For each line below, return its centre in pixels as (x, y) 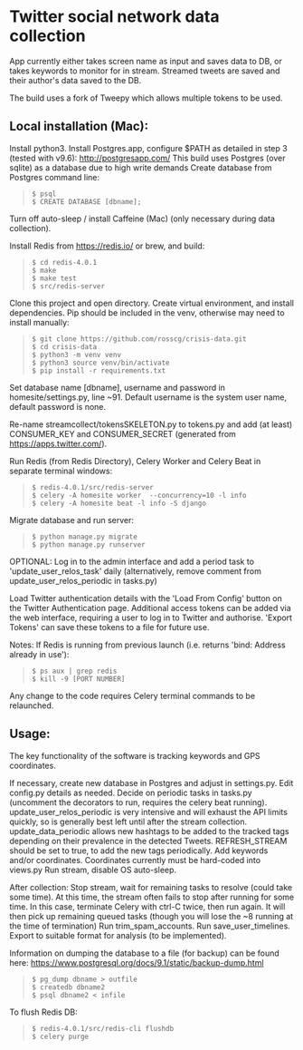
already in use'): (39, 654)
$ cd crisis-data (64, 346)
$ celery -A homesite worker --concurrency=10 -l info (139, 495)
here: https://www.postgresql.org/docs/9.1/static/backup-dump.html (137, 962)
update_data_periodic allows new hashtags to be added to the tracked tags (149, 831)
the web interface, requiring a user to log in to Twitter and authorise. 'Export (151, 617)
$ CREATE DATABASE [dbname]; (86, 201)
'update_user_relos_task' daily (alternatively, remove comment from (136, 571)
